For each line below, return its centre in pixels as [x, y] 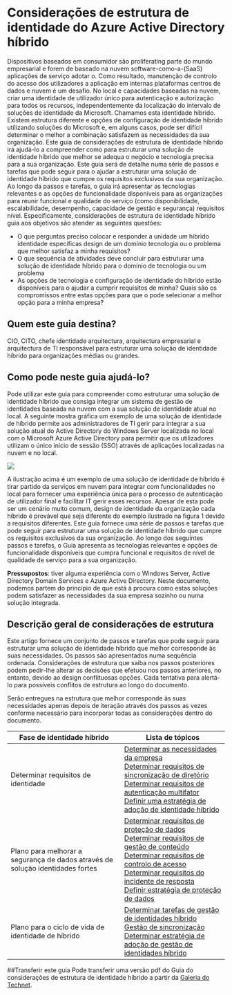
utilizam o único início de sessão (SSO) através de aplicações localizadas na [116, 445]
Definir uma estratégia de [165, 801]
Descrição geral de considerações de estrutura [110, 624]
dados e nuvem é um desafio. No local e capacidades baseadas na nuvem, [114, 91]
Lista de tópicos [173, 738]
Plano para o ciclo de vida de [58, 927]
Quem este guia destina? [62, 324]
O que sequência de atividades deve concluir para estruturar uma [110, 258]
